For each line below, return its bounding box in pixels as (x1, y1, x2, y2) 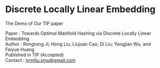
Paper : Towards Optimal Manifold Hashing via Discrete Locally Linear (5, 30, 151, 36)
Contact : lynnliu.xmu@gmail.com (5, 57, 76, 63)
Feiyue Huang (5, 46, 35, 52)
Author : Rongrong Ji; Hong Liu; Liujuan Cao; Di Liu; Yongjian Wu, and (5, 41, 151, 47)
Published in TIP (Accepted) (5, 52, 64, 58)
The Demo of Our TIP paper (5, 20, 63, 26)
